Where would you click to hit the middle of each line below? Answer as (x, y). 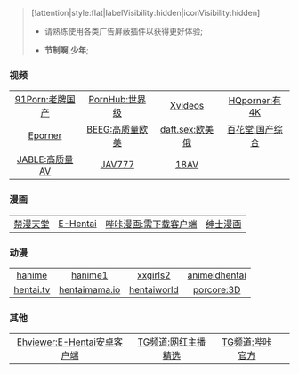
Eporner (45, 135)
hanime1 (89, 275)
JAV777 (117, 165)
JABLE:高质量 (45, 159)
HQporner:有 (255, 101)
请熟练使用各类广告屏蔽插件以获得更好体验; (123, 31)
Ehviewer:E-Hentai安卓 (65, 342)
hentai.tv (32, 289)
